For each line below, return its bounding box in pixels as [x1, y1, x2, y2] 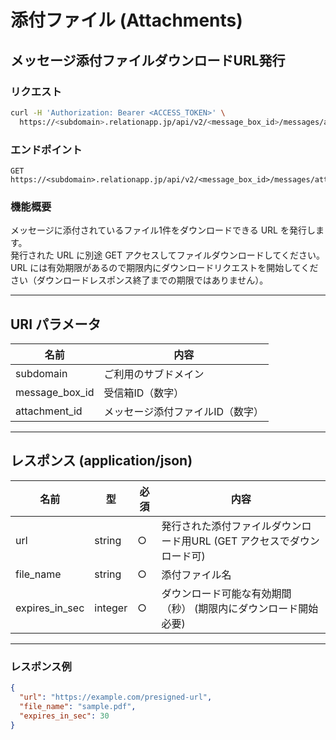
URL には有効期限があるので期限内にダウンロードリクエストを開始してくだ [10, 262, 319, 274]
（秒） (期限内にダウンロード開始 [161, 601, 319, 615]
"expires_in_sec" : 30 [19, 711, 110, 721]
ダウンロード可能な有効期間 [161, 586, 292, 600]
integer [94, 601, 128, 615]
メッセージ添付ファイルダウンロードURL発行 [10, 52, 286, 69]
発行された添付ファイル [161, 519, 272, 533]
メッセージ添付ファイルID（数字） [103, 405, 264, 419]
